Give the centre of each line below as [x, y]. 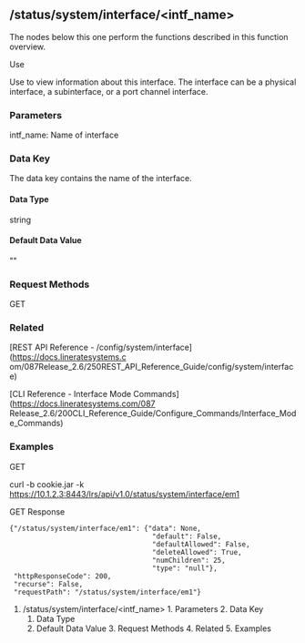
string [20, 219]
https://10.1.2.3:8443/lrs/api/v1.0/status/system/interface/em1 [124, 494]
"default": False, [187, 536]
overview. [27, 46]
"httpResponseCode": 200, [62, 576]
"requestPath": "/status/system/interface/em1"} [107, 592]
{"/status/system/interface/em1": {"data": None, [106, 528]
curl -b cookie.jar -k [47, 484]
